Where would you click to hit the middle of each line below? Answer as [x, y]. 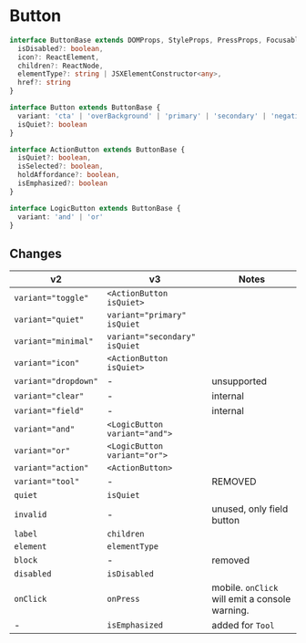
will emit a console [251, 599]
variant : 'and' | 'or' [61, 217]
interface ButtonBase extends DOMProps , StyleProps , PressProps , [136, 40]
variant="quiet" [49, 320]
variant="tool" [47, 482]
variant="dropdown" [56, 381]
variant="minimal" [54, 342]
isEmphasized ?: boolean [62, 183]
